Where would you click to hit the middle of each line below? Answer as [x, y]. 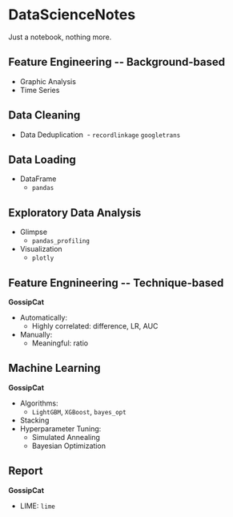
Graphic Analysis [48, 81]
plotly [43, 258]
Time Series [40, 90]
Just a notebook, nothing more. [60, 37]
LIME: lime [38, 506]
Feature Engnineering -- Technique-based [116, 283]
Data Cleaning [44, 115]
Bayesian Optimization [69, 446]
